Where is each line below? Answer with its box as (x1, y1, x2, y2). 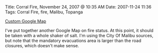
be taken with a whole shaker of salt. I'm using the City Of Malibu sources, (5, 33, 154, 38)
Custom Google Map (5, 19, 47, 24)
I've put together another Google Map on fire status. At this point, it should (5, 28, 154, 33)
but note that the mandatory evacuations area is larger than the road (5, 38, 142, 43)
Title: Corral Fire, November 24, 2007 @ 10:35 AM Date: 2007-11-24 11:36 (5, 4, 152, 10)
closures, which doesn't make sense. (5, 43, 79, 48)
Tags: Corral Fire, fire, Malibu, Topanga (5, 9, 83, 15)
